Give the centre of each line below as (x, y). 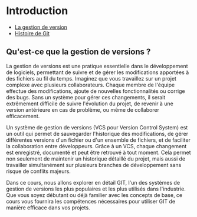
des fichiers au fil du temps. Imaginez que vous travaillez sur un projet (91, 78)
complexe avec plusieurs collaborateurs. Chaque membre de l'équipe (91, 85)
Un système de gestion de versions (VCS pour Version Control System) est (97, 127)
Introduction (37, 11)
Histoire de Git (32, 33)
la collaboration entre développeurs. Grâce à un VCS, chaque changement (96, 146)
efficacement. (23, 116)
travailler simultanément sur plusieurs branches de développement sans (94, 165)
